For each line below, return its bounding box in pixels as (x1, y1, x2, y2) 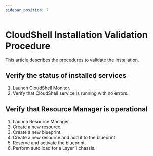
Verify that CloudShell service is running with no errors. (12, 90, 129, 96)
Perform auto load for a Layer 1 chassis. (12, 145, 96, 151)
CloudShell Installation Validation (5, 29, 148, 41)
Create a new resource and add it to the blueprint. (12, 135, 117, 141)
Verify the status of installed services (5, 71, 127, 80)
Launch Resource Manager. (12, 119, 70, 125)
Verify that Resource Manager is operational (5, 105, 148, 113)
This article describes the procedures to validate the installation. (5, 57, 139, 63)
